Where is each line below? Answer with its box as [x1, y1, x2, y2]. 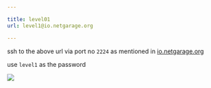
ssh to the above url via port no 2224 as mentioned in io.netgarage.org [7, 47, 204, 55]
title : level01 [7, 16, 51, 23]
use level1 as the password [7, 60, 86, 68]
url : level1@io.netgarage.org [7, 22, 94, 29]
